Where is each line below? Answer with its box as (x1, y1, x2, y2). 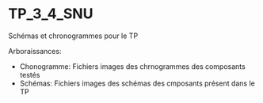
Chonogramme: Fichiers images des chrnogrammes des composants (19, 61, 246, 71)
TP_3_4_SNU (8, 5, 93, 23)
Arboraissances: (8, 46, 62, 55)
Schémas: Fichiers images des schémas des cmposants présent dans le (19, 78, 255, 88)
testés (19, 70, 40, 79)
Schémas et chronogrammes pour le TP (8, 31, 139, 40)
